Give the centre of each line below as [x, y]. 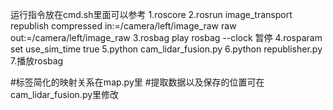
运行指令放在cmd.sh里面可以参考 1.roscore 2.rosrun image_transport [151, 14]
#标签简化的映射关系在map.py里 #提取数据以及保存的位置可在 [137, 82]
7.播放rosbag [37, 61]
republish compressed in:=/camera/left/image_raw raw [123, 26]
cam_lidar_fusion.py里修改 [65, 94]
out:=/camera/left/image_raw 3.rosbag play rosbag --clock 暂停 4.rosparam [166, 37]
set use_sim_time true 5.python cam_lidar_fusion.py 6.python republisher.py [166, 49]
